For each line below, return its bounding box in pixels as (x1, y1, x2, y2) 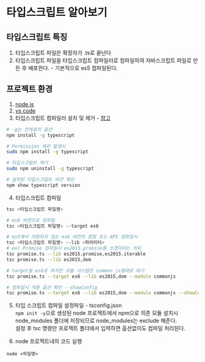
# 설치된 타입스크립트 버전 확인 (6, 176, 75, 183)
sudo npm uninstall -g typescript (6, 165, 95, 172)
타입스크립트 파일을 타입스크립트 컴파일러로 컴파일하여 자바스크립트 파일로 (15, 57, 192, 64)
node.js (15, 100, 35, 107)
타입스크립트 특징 (6, 32, 68, 42)
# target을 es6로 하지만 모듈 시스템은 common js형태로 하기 (6, 267, 145, 273)
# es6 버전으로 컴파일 (6, 217, 55, 223)
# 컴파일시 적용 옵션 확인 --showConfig (6, 284, 98, 291)
